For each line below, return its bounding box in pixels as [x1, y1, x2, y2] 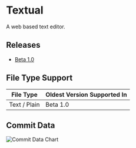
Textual [6, 4, 44, 17]
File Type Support [6, 73, 73, 83]
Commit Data [6, 120, 55, 130]
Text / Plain [9, 100, 40, 108]
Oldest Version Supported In [45, 90, 128, 98]
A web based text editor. [6, 23, 66, 30]
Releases [6, 40, 41, 50]
